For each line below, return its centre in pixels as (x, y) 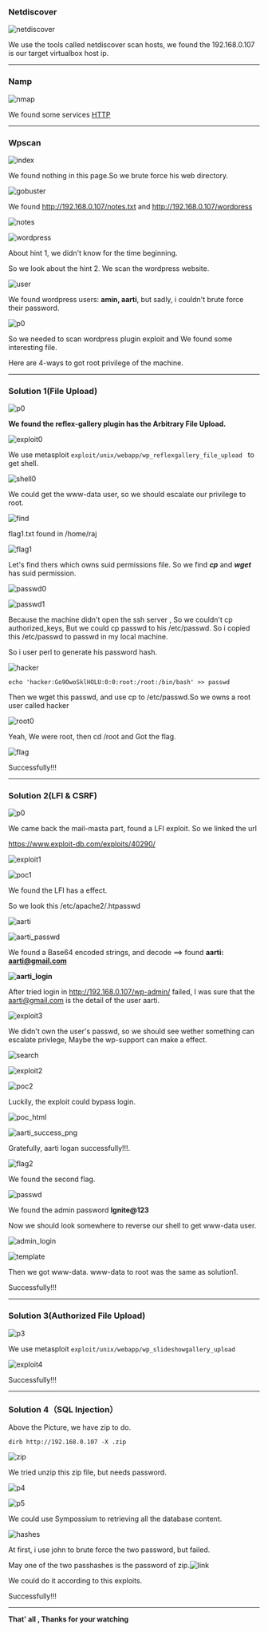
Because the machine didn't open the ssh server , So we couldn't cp (120, 620)
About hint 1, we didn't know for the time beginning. (93, 253)
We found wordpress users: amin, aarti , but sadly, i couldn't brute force (126, 299)
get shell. (23, 464)
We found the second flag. (52, 1179)
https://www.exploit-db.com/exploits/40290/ (82, 844)
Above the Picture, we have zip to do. (70, 1427)
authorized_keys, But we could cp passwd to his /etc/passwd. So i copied (129, 628)
